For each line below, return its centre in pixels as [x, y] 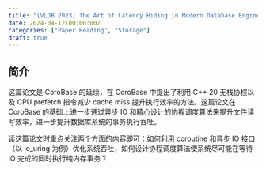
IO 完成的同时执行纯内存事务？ [58, 158]
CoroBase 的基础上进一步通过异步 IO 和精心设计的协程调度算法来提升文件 [128, 112]
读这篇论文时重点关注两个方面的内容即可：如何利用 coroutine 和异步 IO [124, 138]
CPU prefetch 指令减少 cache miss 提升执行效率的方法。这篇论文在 [126, 102]
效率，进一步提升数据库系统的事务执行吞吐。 [87, 122]
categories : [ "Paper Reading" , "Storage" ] [79, 30]
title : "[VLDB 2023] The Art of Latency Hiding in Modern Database [122, 15]
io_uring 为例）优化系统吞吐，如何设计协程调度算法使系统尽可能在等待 [138, 149]
